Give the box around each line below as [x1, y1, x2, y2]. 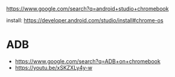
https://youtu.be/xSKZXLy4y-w [14, 64, 92, 71]
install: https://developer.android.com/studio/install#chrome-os [6, 17, 164, 23]
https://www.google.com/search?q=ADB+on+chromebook [14, 57, 161, 65]
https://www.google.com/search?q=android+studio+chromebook [6, 5, 169, 12]
